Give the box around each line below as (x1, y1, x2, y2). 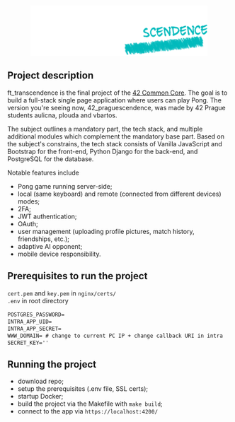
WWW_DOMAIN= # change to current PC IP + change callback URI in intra (7, 332, 223, 339)
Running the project (7, 358, 97, 370)
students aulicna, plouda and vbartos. (7, 111, 117, 119)
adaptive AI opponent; (17, 242, 83, 250)
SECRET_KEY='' (7, 339, 50, 346)
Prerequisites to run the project (7, 270, 148, 282)
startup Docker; (17, 392, 64, 401)
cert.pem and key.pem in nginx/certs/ (7, 288, 117, 298)
